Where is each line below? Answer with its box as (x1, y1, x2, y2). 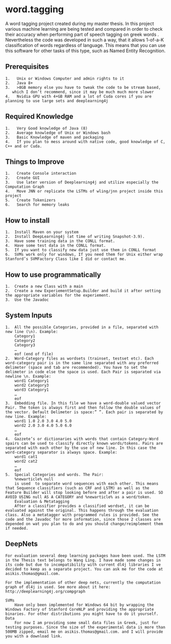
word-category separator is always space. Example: (5, 449, 117, 455)
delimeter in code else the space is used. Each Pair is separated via (5, 369, 161, 374)
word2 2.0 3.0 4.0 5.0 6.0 (14, 423, 72, 428)
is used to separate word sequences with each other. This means (14, 481, 159, 486)
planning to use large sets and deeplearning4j (5, 98, 109, 103)
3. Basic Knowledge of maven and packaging (5, 134, 104, 140)
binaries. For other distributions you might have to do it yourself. (5, 611, 159, 616)
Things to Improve (5, 157, 65, 166)
